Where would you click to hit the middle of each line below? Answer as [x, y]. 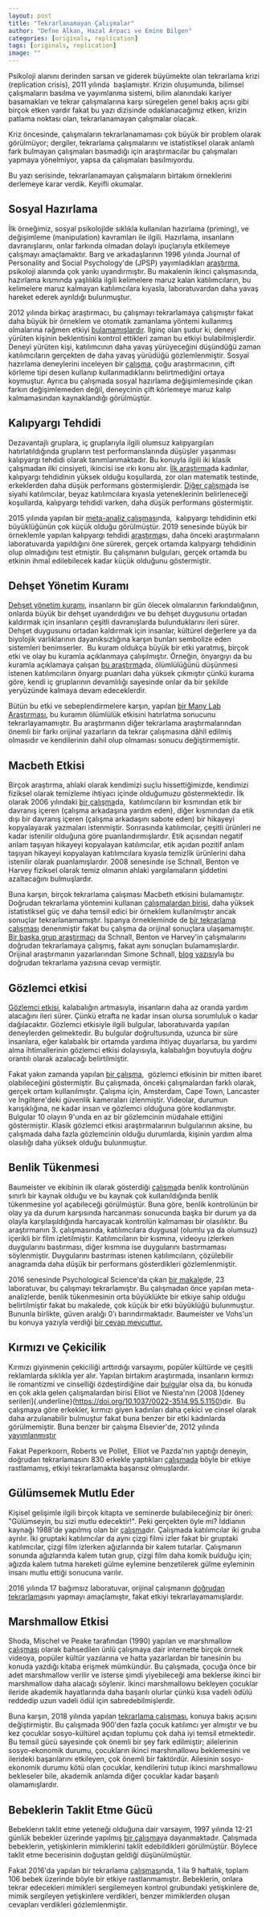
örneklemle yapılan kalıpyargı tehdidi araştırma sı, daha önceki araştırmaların [134, 535]
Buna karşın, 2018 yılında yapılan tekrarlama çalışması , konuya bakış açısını [133, 1716]
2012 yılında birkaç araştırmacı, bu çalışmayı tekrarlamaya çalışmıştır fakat [131, 312]
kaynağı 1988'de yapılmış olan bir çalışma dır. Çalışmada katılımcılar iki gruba [135, 1530]
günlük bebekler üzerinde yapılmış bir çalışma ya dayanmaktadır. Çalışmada [133, 1838]
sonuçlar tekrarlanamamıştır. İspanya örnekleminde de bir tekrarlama [122, 920]
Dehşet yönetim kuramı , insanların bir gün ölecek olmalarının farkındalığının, [134, 605]
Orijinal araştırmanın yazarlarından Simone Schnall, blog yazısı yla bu [121, 954]
